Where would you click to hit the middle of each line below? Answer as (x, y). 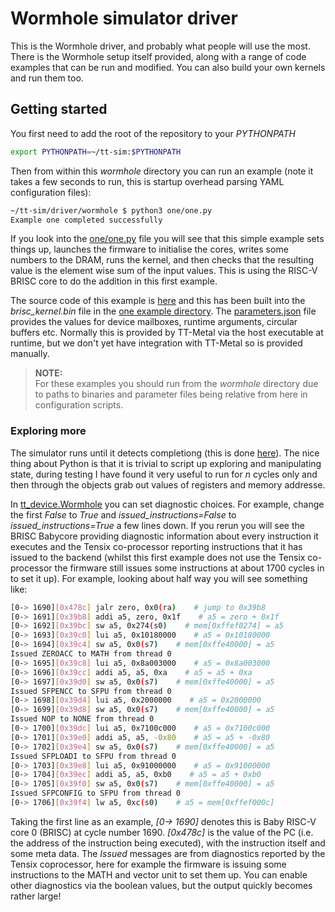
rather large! (36, 896)
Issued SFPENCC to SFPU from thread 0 (91, 691)
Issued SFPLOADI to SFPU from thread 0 (93, 756)
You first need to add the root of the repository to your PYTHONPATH (153, 133)
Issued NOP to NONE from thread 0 (82, 719)
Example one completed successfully (86, 220)
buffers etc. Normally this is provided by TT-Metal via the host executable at (167, 333)
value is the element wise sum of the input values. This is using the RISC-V (164, 271)
